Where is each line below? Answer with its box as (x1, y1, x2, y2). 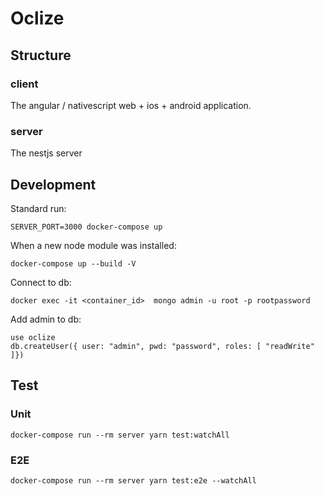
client (10, 77, 39, 91)
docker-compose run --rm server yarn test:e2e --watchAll (10, 475, 257, 486)
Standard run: (10, 202, 67, 214)
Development (10, 176, 97, 193)
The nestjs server (10, 147, 83, 159)
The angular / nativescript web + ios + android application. (10, 99, 252, 111)
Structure (10, 47, 72, 64)
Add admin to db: (10, 313, 82, 325)
